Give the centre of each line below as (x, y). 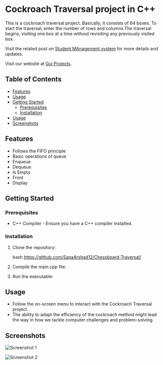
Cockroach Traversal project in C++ (80, 9)
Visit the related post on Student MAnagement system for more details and (81, 48)
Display (20, 183)
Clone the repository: (34, 247)
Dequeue (22, 167)
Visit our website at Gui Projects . (39, 63)
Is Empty (21, 172)
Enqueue (21, 161)
